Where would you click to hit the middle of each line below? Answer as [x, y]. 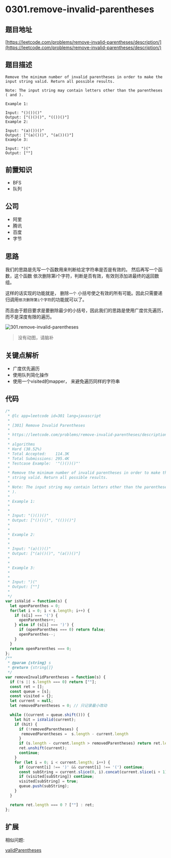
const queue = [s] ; [31, 691]
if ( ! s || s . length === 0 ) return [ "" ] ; [53, 682]
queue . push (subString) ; [44, 786]
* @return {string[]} [30, 668]
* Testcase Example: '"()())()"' [44, 463]
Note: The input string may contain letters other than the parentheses [84, 90]
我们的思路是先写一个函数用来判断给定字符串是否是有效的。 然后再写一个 [82, 270]
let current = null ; [32, 701]
